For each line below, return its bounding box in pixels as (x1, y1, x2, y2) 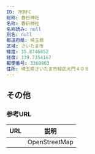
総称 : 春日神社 (6, 15, 40, 21)
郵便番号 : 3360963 (6, 60, 50, 66)
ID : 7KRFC (6, 9, 32, 15)
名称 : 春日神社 (6, 20, 40, 26)
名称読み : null (6, 26, 42, 32)
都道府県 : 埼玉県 (6, 37, 44, 43)
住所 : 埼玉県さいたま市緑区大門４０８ (6, 65, 90, 72)
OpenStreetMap (27, 138, 74, 147)
